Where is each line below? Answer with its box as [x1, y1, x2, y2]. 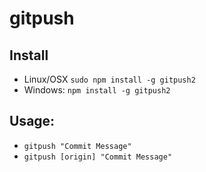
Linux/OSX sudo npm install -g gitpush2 [23, 73, 196, 85]
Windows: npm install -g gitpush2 [23, 84, 171, 96]
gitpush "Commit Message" [23, 141, 132, 151]
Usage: [9, 113, 56, 130]
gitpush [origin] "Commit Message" [23, 152, 173, 162]
